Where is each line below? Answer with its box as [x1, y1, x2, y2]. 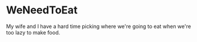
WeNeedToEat [6, 3, 78, 17]
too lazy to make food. [6, 29, 61, 36]
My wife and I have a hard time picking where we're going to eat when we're [6, 23, 191, 30]
